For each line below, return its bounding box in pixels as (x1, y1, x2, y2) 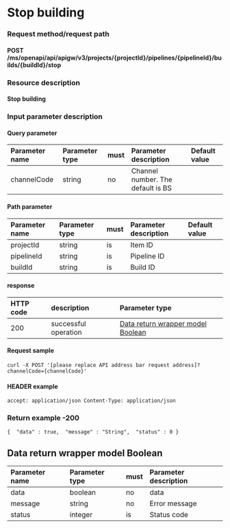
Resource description (7, 77, 81, 87)
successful (51, 318, 87, 328)
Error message (149, 499, 197, 508)
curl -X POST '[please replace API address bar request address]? (7, 362, 201, 368)
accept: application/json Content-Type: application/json (7, 397, 176, 405)
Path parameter (7, 202, 53, 210)
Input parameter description (7, 112, 103, 121)
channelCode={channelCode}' (7, 368, 88, 375)
